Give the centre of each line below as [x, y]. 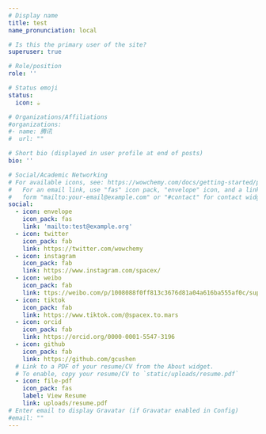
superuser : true [35, 52]
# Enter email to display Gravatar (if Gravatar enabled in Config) [123, 410]
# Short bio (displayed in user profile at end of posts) [106, 154]
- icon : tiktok [40, 300]
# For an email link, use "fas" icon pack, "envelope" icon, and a [125, 190]
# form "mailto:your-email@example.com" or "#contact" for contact [125, 197]
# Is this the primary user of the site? [78, 44]
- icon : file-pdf [44, 381]
